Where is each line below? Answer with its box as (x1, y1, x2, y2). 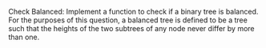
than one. (8, 32, 40, 42)
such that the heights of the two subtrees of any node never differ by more (8, 24, 255, 33)
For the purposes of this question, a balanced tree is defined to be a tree (8, 15, 248, 25)
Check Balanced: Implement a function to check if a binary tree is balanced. (8, 7, 259, 16)
